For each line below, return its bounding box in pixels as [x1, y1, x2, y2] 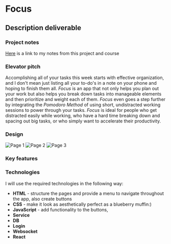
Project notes [5, 39, 39, 46]
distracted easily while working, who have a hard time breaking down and [5, 113, 160, 119]
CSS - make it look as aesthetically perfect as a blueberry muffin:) [12, 201, 152, 207]
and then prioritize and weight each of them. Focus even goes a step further [5, 96, 166, 103]
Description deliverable [5, 23, 82, 32]
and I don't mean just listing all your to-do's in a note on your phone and [5, 80, 157, 86]
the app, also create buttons [12, 196, 72, 202]
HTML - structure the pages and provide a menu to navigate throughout [12, 190, 164, 197]
